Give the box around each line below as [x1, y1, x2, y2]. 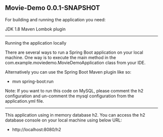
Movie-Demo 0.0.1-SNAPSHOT [5, 4, 100, 12]
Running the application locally [5, 40, 66, 46]
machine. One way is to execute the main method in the [5, 54, 116, 60]
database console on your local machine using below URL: [5, 117, 122, 123]
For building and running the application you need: [5, 16, 106, 22]
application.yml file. [5, 98, 45, 104]
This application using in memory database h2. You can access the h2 [5, 112, 146, 118]
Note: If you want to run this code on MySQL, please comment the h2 [5, 88, 144, 93]
